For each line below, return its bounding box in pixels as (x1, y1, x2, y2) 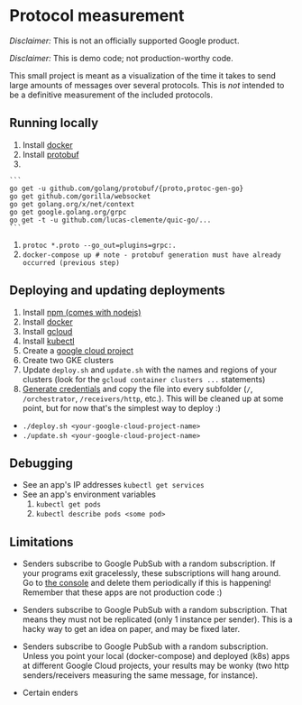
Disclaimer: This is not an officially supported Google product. (9, 35, 240, 46)
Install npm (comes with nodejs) (22, 307, 142, 317)
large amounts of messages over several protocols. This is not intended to (9, 79, 285, 90)
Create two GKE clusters (22, 354, 114, 365)
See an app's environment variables (22, 489, 156, 500)
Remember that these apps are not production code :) (22, 587, 223, 598)
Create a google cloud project (22, 344, 133, 356)
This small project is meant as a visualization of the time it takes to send (9, 69, 277, 81)
